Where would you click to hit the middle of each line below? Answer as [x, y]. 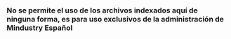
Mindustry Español [40, 28]
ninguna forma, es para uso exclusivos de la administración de [115, 19]
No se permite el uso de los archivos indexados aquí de [102, 10]
